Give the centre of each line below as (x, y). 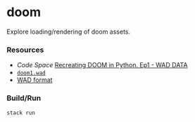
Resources (25, 50)
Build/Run (24, 98)
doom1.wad (31, 73)
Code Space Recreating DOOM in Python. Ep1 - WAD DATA (102, 65)
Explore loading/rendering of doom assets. (69, 32)
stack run (21, 113)
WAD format (34, 80)
